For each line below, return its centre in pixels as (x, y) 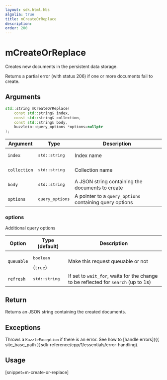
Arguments (23, 97)
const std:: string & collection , (47, 118)
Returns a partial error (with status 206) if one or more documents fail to (79, 76)
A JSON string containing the (108, 181)
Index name (88, 155)
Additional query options (30, 228)
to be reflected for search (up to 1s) (110, 282)
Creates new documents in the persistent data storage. (61, 67)
